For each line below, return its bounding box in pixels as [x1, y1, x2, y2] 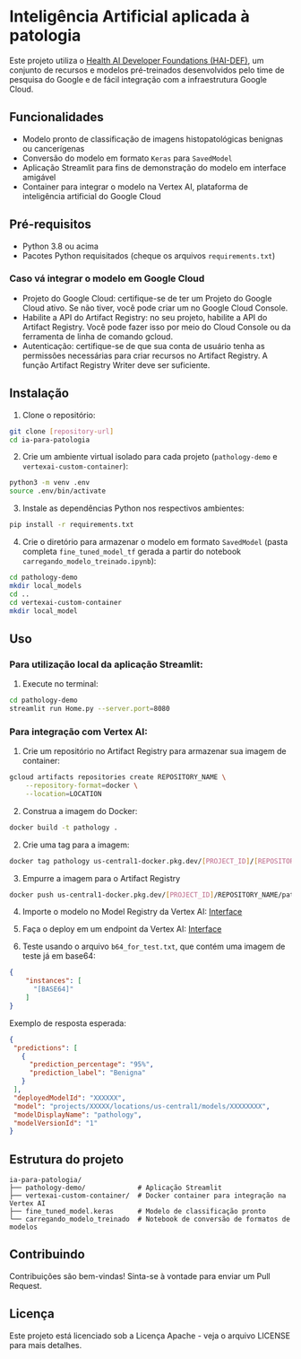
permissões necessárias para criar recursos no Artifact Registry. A [21, 350, 269, 361]
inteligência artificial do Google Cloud [21, 190, 161, 201]
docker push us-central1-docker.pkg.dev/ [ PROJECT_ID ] [9, 890, 215, 899]
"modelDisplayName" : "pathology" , [13, 1110, 142, 1119]
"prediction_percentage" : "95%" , [29, 1060, 154, 1069]
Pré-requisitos [9, 217, 92, 232]
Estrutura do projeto [9, 1152, 124, 1167]
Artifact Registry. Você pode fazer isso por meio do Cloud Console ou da [21, 321, 291, 332]
